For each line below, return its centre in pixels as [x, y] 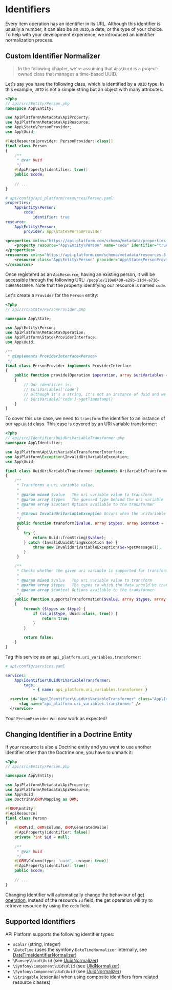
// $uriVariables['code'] [51, 389]
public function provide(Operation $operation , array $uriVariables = [91, 375]
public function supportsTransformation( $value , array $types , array [90, 599]
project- [150, 68]
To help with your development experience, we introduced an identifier [80, 34]
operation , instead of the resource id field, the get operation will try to [79, 900]
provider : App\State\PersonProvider [63, 231]
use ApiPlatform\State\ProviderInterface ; [51, 338]
